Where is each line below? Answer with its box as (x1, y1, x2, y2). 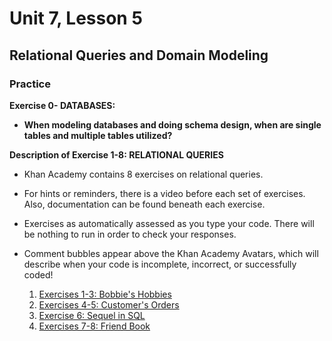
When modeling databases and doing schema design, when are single (23, 118, 322, 131)
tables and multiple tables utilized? (23, 129, 173, 141)
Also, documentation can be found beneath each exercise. (23, 198, 266, 210)
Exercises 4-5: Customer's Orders (38, 298, 180, 311)
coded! (23, 268, 54, 281)
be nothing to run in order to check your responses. (23, 228, 237, 240)
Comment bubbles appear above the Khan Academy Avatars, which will (23, 247, 319, 259)
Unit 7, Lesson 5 (9, 7, 143, 30)
